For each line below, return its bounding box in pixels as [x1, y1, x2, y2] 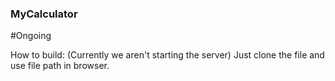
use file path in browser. [10, 60, 110, 72]
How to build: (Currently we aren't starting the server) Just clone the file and [10, 49, 325, 61]
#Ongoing [10, 30, 52, 42]
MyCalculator [10, 7, 78, 21]
